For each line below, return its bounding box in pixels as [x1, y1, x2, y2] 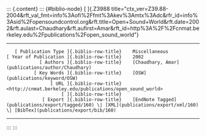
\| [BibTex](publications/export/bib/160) [6, 107, 116, 113]
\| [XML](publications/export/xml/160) [97, 102, 199, 108]
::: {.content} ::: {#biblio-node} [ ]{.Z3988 [6, 5, 110, 12]
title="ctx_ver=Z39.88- [111, 5, 169, 12]
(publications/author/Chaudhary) [6, 65, 92, 71]
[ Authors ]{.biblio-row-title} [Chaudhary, [39, 59, 164, 65]
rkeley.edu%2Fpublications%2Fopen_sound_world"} [6, 31, 139, 38]
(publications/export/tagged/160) [6, 102, 95, 108]
